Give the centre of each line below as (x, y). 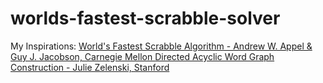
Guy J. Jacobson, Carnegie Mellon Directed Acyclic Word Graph (142, 56)
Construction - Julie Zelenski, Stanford (90, 67)
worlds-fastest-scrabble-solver (145, 18)
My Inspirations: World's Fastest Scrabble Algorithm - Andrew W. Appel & (161, 46)
